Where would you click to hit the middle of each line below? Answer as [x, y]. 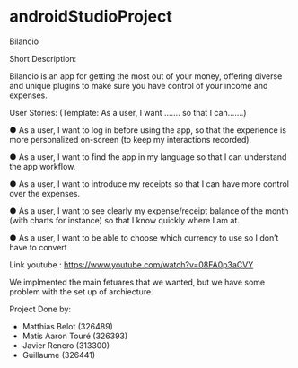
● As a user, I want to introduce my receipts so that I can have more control [149, 184]
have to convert [38, 247]
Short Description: [43, 58]
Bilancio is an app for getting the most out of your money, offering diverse [146, 76]
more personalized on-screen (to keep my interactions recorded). [131, 139]
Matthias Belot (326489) [68, 326]
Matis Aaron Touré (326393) [75, 336]
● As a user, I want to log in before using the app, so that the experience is [148, 130]
